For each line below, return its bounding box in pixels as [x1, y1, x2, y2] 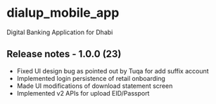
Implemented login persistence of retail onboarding [16, 74, 166, 82]
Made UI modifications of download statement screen [16, 82, 173, 90]
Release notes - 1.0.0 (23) [6, 48, 122, 60]
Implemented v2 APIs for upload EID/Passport [16, 89, 150, 97]
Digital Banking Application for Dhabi [6, 28, 113, 36]
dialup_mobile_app [6, 5, 120, 21]
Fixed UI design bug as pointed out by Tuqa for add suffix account [16, 66, 209, 75]
